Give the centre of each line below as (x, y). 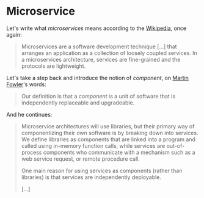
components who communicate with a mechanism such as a (119, 152)
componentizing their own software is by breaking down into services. (110, 133)
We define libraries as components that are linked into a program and (108, 139)
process (31, 152)
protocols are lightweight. (53, 66)
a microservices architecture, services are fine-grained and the (101, 59)
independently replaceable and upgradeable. (78, 103)
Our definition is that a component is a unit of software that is (98, 96)
